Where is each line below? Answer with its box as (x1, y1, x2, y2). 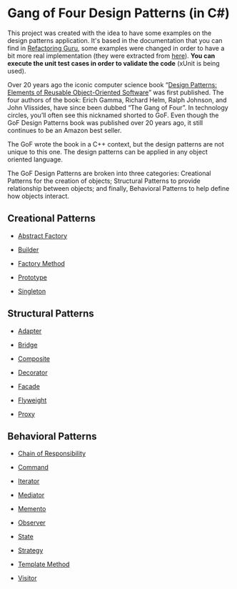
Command (17, 463, 49, 472)
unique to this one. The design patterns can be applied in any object (7, 147, 208, 156)
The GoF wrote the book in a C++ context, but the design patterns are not (7, 139, 225, 148)
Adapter (17, 327, 42, 335)
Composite (17, 354, 51, 362)
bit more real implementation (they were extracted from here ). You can (7, 51, 216, 60)
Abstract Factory (17, 231, 68, 240)
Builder (17, 245, 39, 254)
